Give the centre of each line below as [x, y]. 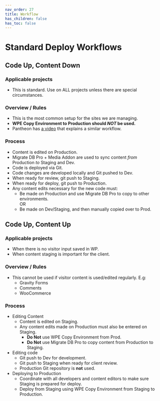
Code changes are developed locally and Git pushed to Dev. [73, 173]
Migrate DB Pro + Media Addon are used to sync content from [75, 157]
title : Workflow [22, 14]
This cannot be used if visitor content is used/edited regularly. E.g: [79, 277]
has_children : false [26, 19]
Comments [31, 288]
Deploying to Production [36, 373]
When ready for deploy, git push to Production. [59, 183]
